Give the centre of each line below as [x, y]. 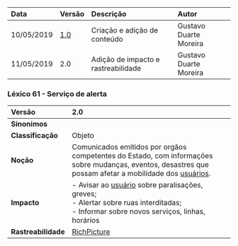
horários [86, 221]
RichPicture [91, 232]
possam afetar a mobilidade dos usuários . [141, 174]
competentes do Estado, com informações [142, 156]
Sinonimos [29, 124]
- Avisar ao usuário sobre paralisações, [137, 185]
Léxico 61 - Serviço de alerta [57, 93]
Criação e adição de [125, 30]
